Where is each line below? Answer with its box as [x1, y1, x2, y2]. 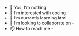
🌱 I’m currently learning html [9, 15, 67, 20]
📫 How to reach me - [9, 26, 54, 31]
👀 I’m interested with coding [9, 10, 66, 16]
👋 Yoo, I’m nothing [9, 5, 47, 10]
